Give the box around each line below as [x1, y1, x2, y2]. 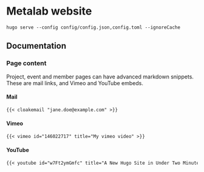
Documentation [6, 41, 67, 51]
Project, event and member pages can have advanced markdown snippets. [6, 73, 194, 80]
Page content [6, 59, 47, 67]
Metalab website [6, 4, 92, 18]
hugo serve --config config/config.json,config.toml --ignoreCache [6, 24, 181, 30]
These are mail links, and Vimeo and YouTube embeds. [6, 79, 144, 86]
